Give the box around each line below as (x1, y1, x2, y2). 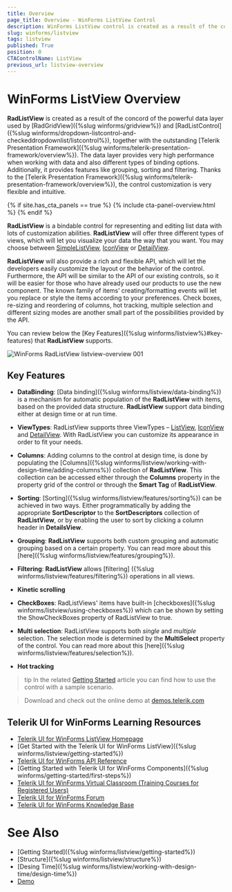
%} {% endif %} (7, 208, 53, 216)
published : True (7, 42, 54, 49)
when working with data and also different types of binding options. (7, 158, 200, 166)
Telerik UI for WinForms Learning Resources (7, 716, 202, 728)
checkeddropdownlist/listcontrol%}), (7, 136, 112, 144)
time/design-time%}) (17, 870, 77, 878)
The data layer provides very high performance (80, 151, 215, 159)
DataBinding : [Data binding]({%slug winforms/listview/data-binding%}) (17, 388, 222, 396)
